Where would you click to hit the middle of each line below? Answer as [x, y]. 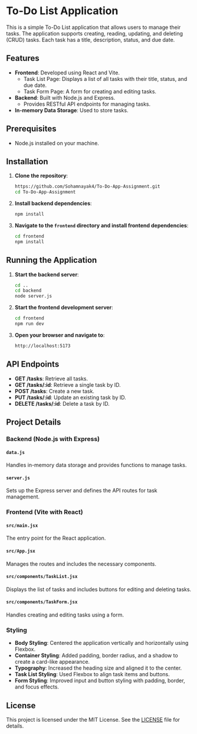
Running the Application [52, 260]
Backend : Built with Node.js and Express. [65, 97]
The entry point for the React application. [56, 538]
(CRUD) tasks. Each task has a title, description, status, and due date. [91, 40]
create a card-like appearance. [52, 662]
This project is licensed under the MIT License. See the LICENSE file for [93, 720]
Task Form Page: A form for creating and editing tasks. [90, 91]
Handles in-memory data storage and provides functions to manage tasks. [96, 465]
